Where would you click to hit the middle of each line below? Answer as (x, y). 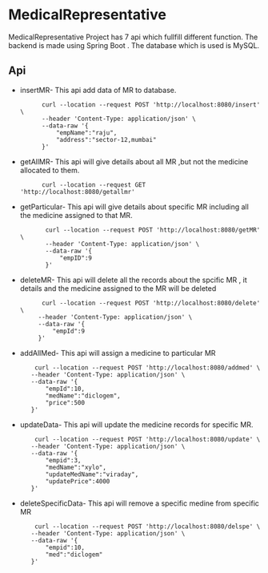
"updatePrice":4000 (78, 481)
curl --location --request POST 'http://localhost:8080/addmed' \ (148, 367)
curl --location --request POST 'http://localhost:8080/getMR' (153, 230)
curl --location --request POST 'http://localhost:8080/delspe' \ (148, 527)
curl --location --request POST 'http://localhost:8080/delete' (151, 303)
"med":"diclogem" (74, 555)
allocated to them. (50, 170)
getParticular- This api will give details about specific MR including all (134, 207)
